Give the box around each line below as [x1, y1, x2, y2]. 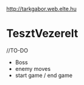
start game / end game [15, 72, 73, 79]
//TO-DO [6, 46, 29, 54]
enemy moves [15, 65, 51, 72]
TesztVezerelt [6, 27, 79, 40]
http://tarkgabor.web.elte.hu [6, 6, 77, 12]
